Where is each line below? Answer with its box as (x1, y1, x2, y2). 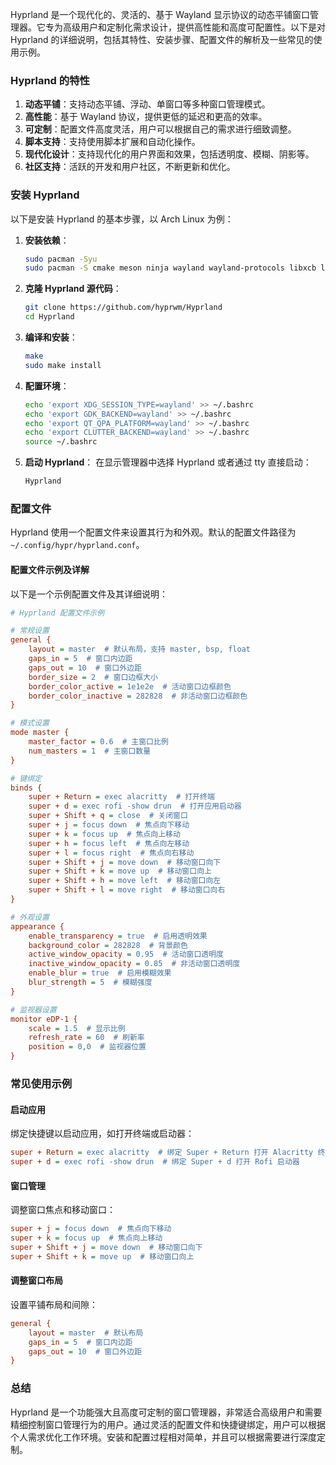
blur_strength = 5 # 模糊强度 (28, 978, 153, 988)
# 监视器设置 (10, 1004, 57, 1015)
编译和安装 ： (24, 331, 78, 343)
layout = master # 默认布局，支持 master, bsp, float (28, 644, 251, 655)
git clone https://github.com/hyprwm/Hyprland (24, 303, 223, 313)
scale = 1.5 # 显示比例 (28, 1023, 126, 1033)
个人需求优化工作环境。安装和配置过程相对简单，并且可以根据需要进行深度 (10, 1431, 317, 1443)
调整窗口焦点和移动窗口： (10, 1204, 116, 1216)
